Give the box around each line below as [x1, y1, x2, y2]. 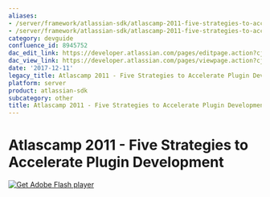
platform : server [8, 79, 67, 87]
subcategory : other [8, 94, 74, 102]
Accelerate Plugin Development [8, 154, 224, 171]
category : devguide [8, 34, 74, 43]
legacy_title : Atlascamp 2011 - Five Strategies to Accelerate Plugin [8, 72, 250, 80]
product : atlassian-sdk [8, 86, 88, 95]
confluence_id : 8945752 [8, 42, 88, 50]
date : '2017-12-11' [8, 64, 74, 72]
